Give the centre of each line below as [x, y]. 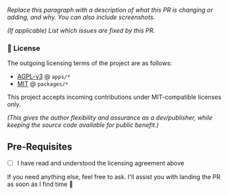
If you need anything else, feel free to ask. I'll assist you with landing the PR [114, 177]
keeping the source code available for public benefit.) [83, 125]
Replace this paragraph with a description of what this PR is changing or [110, 10]
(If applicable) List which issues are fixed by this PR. [81, 31]
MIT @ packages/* [43, 84]
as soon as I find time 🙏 [40, 184]
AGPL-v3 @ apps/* [44, 77]
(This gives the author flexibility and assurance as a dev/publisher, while [110, 118]
